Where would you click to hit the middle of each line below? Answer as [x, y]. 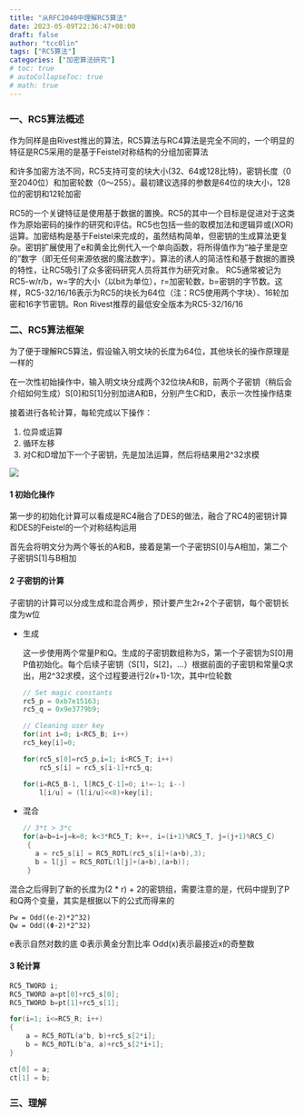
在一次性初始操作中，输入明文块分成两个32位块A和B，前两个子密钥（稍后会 [151, 382]
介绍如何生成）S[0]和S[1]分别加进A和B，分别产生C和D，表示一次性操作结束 [151, 394]
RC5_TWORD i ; [34, 986]
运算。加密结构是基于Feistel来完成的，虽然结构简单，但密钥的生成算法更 [145, 235]
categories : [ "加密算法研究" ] [62, 60]
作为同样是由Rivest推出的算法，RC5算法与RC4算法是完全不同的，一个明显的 [152, 140]
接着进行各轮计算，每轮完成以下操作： [81, 413]
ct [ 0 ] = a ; [30, 1069]
